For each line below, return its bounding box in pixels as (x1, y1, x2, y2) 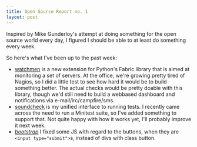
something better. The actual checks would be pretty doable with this (14, 84, 183, 91)
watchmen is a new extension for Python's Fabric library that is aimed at (14, 65, 190, 72)
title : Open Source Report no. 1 (6, 8, 88, 15)
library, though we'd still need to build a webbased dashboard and (14, 91, 175, 98)
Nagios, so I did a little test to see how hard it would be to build (14, 78, 167, 85)
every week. (6, 42, 36, 50)
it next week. (14, 122, 46, 129)
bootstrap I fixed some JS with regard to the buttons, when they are (14, 128, 179, 135)
